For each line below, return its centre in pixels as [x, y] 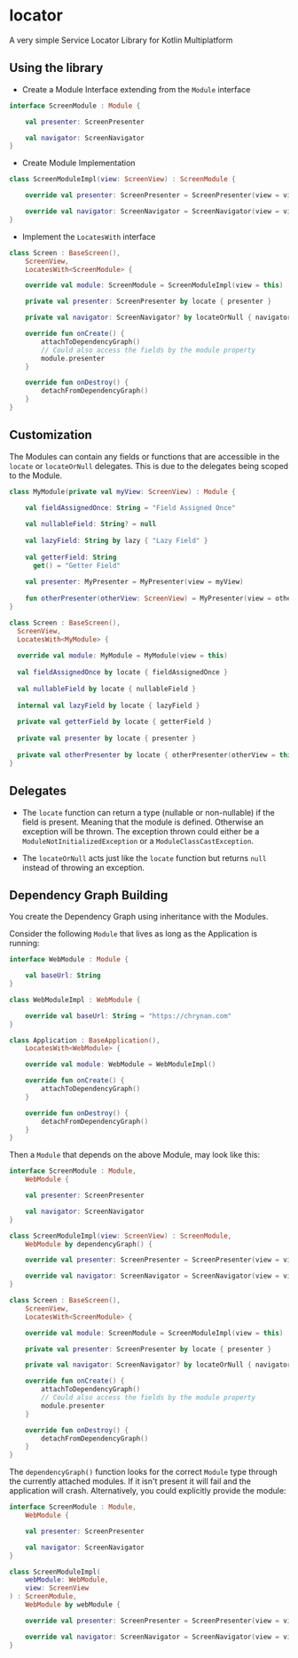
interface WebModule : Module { [69, 960]
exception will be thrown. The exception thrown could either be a [141, 831]
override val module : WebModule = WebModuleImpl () [121, 1064]
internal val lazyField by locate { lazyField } [109, 705]
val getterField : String [71, 557]
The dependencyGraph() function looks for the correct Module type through [143, 1472]
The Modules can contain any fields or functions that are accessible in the [145, 456]
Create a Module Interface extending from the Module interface [136, 89]
